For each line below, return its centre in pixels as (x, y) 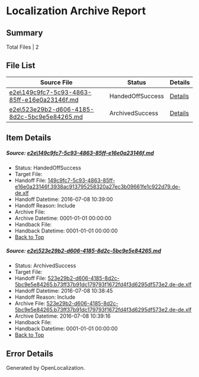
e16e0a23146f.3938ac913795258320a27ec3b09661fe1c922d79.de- (97, 187)
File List (21, 66)
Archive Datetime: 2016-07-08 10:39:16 (62, 316)
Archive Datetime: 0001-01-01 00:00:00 (63, 218)
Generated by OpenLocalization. (46, 368)
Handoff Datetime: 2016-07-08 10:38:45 (64, 291)
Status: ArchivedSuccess (45, 266)
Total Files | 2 (23, 47)
